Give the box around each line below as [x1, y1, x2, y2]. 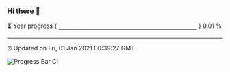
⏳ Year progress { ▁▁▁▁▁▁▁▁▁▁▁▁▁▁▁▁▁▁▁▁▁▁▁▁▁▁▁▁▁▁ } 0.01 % [7, 22, 222, 30]
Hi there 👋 [7, 6, 41, 16]
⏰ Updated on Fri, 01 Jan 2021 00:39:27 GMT [7, 44, 136, 52]
